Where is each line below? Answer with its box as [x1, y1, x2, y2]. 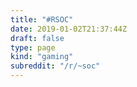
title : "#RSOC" [10, 14, 74, 25]
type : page [10, 42, 56, 53]
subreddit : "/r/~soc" [10, 61, 101, 71]
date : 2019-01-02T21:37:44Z [10, 24, 128, 34]
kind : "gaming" [10, 52, 74, 62]
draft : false [10, 33, 65, 43]
